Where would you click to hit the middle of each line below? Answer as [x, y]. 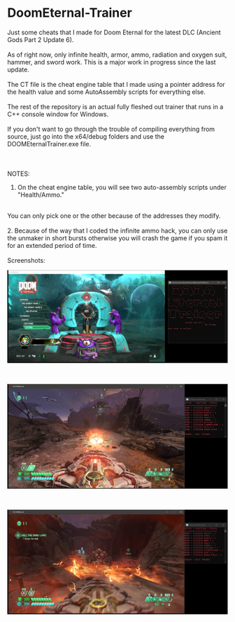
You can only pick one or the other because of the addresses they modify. [114, 216]
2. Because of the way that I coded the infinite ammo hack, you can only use [117, 230]
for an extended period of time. [52, 245]
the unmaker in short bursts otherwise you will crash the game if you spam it [117, 238]
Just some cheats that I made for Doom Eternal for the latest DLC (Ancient [114, 32]
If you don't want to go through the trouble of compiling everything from [111, 129]
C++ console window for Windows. [58, 114]
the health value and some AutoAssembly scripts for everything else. [107, 92]
